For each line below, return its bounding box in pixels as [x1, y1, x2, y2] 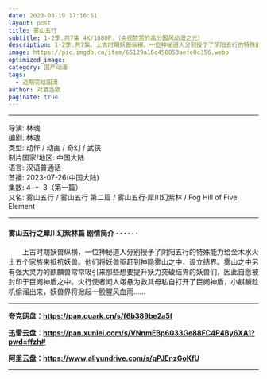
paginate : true [8, 93, 59, 101]
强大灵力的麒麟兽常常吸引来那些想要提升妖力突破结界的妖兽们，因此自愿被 [14, 267, 259, 277]
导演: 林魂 [8, 123, 41, 133]
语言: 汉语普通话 [8, 163, 61, 172]
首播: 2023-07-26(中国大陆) [8, 172, 99, 183]
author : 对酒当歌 [8, 85, 61, 94]
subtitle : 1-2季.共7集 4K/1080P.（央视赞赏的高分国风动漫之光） [8, 33, 204, 42]
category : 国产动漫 [8, 64, 68, 72]
